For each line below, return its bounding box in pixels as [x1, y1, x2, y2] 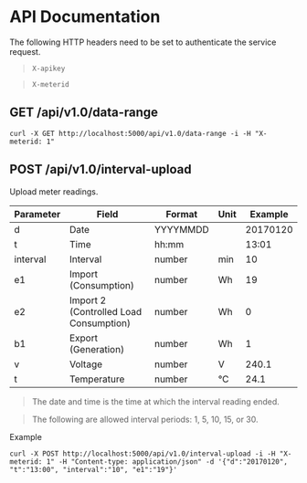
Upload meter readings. [9, 185, 99, 197]
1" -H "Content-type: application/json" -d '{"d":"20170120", [46, 457, 288, 467]
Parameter [14, 207, 61, 220]
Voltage [69, 358, 103, 371]
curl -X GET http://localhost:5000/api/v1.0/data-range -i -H [9, 129, 251, 138]
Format [165, 207, 198, 220]
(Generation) [69, 342, 125, 355]
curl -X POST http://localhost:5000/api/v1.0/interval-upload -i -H [9, 449, 276, 458]
